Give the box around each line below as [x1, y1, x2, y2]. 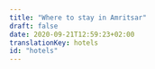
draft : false [9, 22, 59, 30]
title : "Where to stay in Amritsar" [9, 13, 147, 22]
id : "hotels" [9, 47, 59, 56]
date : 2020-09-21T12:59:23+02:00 [9, 30, 135, 39]
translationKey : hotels [9, 38, 99, 47]
